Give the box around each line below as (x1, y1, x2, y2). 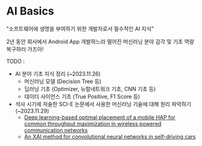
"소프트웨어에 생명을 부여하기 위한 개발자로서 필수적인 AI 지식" (6, 25, 154, 32)
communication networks (24, 126, 88, 134)
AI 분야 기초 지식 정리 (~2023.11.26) (15, 70, 101, 77)
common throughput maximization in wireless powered (24, 120, 162, 127)
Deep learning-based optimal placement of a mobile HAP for (24, 113, 176, 121)
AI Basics (6, 4, 55, 18)
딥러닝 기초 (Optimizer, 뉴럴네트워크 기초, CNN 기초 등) (24, 85, 156, 92)
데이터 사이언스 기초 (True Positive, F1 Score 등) (24, 93, 141, 100)
